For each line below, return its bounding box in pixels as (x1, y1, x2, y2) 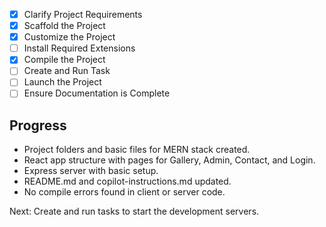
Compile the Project (23, 54, 106, 66)
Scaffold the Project (23, 20, 106, 32)
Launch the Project (23, 76, 102, 88)
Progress (9, 117, 67, 134)
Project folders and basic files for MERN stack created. (23, 144, 251, 156)
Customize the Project (23, 31, 116, 43)
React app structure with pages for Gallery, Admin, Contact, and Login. (23, 154, 316, 166)
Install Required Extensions (23, 42, 136, 54)
